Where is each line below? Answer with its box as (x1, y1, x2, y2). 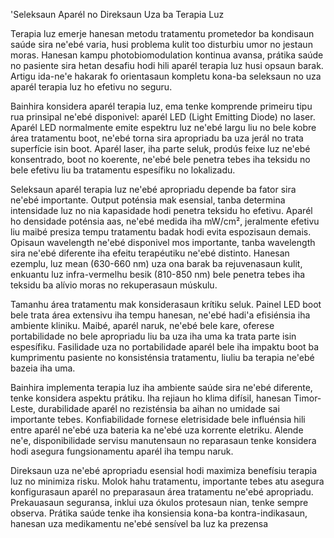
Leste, (10, 403, 37, 414)
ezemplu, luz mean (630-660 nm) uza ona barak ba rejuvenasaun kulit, (10, 258, 303, 269)
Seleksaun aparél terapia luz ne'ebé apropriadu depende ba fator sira (10, 184, 297, 195)
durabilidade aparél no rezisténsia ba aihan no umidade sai (38, 403, 280, 414)
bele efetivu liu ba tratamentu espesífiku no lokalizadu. (10, 164, 236, 176)
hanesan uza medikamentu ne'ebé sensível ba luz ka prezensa (10, 518, 269, 529)
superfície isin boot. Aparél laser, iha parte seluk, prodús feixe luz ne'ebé (10, 143, 311, 154)
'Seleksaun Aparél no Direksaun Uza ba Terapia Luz (10, 9, 225, 20)
